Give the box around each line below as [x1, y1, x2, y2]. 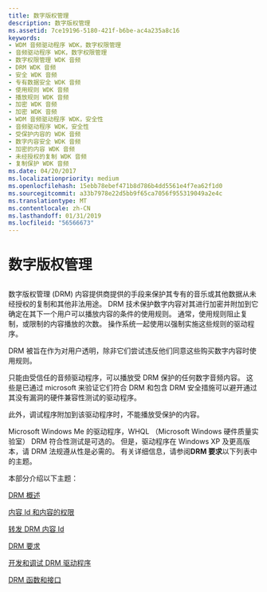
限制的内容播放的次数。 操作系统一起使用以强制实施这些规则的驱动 [29, 319, 248, 328]
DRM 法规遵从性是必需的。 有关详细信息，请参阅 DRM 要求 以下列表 [30, 446, 251, 456]
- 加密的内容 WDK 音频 [8, 145, 76, 153]
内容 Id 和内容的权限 [8, 507, 75, 516]
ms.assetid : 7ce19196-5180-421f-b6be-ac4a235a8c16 [8, 26, 180, 34]
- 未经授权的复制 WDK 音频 [8, 152, 88, 160]
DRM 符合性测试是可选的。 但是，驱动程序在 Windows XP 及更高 [30, 436, 243, 446]
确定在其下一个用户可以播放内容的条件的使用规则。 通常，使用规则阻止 [8, 308, 241, 319]
